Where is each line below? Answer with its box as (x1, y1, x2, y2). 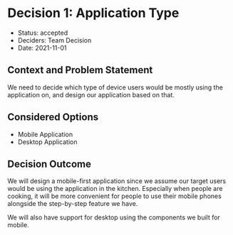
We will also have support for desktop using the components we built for (7, 213, 221, 222)
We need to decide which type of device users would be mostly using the (7, 83, 223, 92)
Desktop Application (17, 137, 78, 146)
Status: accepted (17, 28, 68, 37)
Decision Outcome (7, 158, 91, 170)
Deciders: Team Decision (17, 35, 92, 44)
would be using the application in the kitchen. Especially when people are (7, 185, 223, 193)
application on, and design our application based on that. (7, 90, 175, 99)
